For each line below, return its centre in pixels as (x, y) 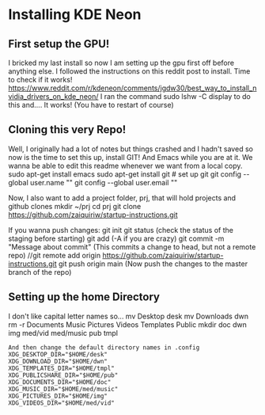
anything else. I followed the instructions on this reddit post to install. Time (129, 71)
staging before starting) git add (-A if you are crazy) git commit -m (116, 238)
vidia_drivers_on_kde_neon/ (53, 96)
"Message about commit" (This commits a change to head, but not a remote (132, 246)
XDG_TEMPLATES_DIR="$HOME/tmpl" (61, 368)
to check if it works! (40, 80)
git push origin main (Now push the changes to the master (153, 264)
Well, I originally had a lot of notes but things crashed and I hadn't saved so (131, 149)
